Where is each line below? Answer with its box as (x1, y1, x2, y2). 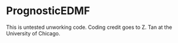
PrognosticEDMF (6, 4, 90, 18)
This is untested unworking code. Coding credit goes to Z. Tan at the (6, 24, 172, 31)
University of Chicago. (6, 29, 61, 37)
